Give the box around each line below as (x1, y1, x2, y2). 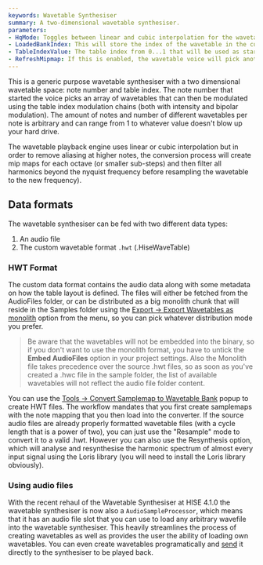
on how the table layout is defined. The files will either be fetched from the (8, 288, 248, 297)
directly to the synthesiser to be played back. (8, 548, 154, 557)
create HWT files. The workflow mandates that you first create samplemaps (8, 402, 253, 411)
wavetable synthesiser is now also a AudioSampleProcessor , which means (8, 506, 243, 516)
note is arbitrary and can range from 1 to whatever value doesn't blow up (8, 118, 243, 128)
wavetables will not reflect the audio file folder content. (27, 378, 205, 388)
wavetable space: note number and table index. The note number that (8, 85, 233, 94)
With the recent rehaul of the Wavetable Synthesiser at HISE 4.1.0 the (8, 498, 231, 507)
